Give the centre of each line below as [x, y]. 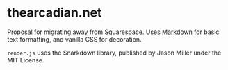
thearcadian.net [55, 13]
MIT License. [26, 60]
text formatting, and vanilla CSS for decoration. [74, 39]
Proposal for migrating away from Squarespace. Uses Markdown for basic [113, 32]
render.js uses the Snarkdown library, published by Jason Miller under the [114, 53]
